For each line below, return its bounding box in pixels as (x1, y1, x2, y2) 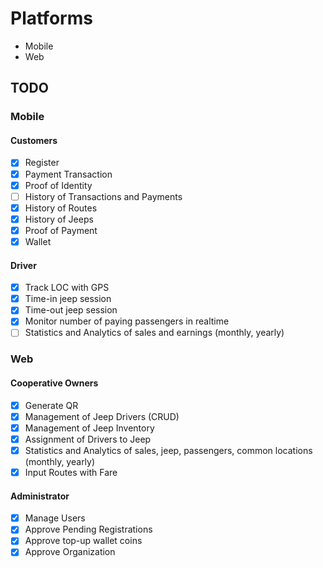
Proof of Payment (24, 224, 98, 236)
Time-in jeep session (24, 293, 112, 305)
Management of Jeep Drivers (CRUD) (24, 410, 180, 422)
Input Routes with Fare (24, 466, 118, 478)
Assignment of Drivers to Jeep (24, 433, 152, 445)
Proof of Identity (24, 179, 93, 191)
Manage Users (24, 512, 86, 524)
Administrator (10, 490, 70, 502)
